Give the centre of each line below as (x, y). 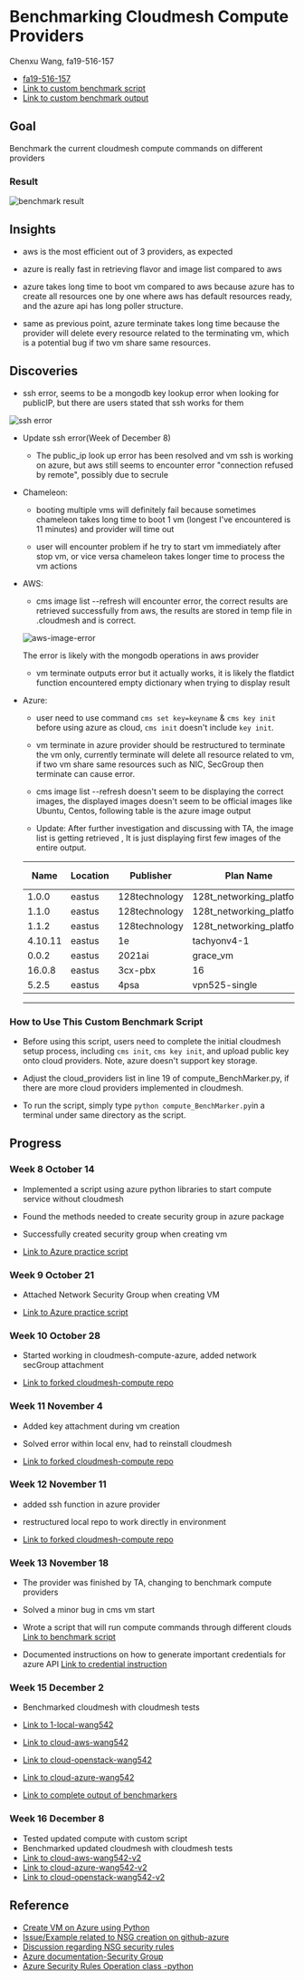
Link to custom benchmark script (84, 88)
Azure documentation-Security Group (93, 1956)
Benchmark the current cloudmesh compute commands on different (136, 148)
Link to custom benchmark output (85, 98)
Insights (33, 230)
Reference (39, 1906)
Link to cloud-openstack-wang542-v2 (94, 1877)
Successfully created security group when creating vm (125, 1234)
